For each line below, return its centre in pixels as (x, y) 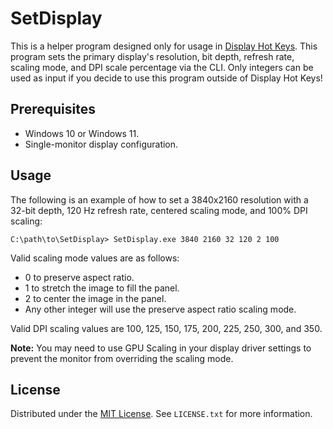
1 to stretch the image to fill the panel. (102, 288)
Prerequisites (53, 109)
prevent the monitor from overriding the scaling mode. (122, 358)
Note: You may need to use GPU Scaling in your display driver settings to (161, 348)
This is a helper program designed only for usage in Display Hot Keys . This (164, 46)
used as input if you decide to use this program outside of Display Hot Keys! (166, 78)
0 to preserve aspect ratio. (79, 277)
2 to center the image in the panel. (95, 298)
